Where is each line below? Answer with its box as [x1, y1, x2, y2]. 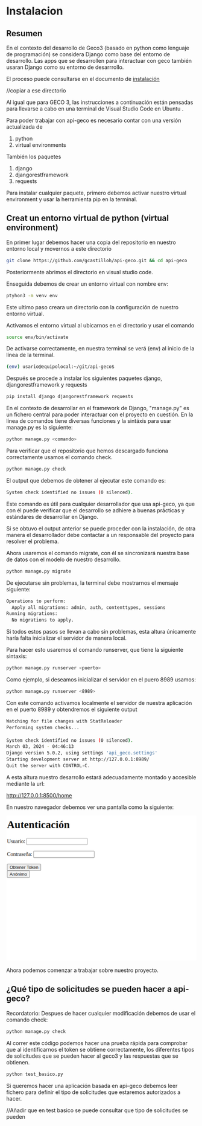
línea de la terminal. [6, 352, 55, 359]
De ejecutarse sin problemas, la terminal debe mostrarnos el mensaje [6, 579, 179, 587]
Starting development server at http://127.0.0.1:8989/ [6, 756, 150, 762]
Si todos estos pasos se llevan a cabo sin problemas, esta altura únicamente [6, 628, 196, 635]
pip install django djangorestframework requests [6, 394, 134, 400]
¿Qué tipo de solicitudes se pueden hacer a [6, 984, 172, 994]
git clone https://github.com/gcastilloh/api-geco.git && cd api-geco [6, 257, 188, 263]
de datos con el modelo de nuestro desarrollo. [6, 556, 121, 563]
